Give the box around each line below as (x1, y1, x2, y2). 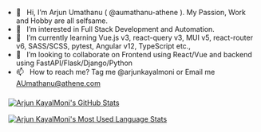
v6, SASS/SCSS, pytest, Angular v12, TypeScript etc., (15, 41, 192, 51)
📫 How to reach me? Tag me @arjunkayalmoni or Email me (15, 68, 216, 76)
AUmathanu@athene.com (15, 79, 101, 87)
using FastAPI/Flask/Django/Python (15, 58, 133, 68)
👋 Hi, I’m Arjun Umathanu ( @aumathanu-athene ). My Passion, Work (15, 8, 246, 17)
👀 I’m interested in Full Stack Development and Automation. (15, 25, 216, 33)
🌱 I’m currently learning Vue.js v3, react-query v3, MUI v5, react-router (15, 33, 254, 42)
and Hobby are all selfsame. (15, 16, 109, 25)
